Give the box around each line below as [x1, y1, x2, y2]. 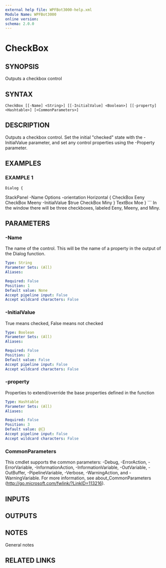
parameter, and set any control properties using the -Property [28, 139, 155, 145]
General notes [5, 542, 34, 548]
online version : [5, 16, 39, 21]
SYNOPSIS [5, 62, 39, 71]
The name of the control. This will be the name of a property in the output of [5, 245, 162, 251]
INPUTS [5, 495, 30, 503]
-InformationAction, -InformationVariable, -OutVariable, [34, 464, 148, 470]
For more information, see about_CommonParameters [41, 475, 152, 481]
